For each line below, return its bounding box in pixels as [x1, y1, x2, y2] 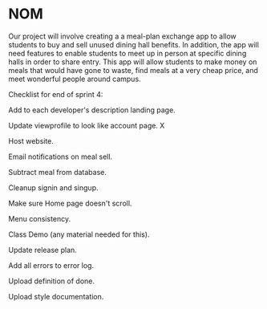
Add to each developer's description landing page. [8, 105, 176, 115]
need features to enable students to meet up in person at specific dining [8, 48, 247, 58]
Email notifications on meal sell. [8, 152, 113, 161]
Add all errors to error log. [8, 260, 95, 270]
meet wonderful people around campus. [8, 74, 142, 83]
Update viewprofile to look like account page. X [8, 120, 165, 130]
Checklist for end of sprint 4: [8, 89, 103, 99]
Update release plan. [8, 245, 78, 254]
